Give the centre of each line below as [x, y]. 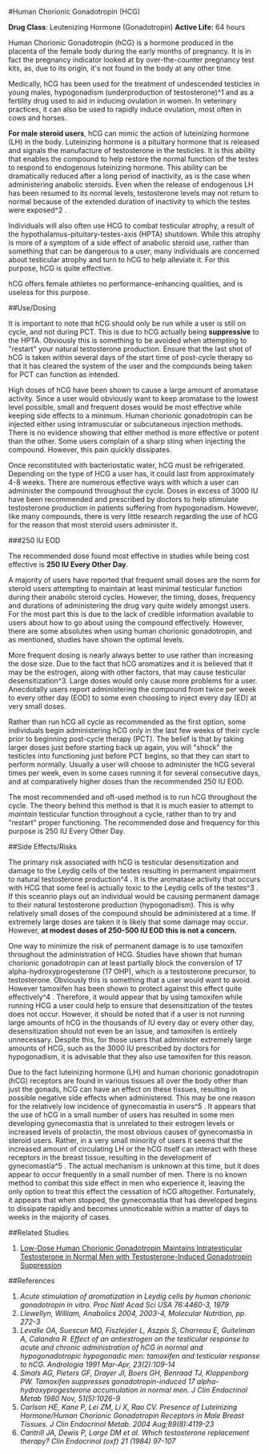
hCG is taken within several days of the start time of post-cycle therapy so [131, 357]
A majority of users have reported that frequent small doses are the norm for [134, 580]
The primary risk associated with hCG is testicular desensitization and [123, 862]
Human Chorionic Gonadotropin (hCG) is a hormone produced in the [121, 43]
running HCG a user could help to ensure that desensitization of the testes [131, 1005]
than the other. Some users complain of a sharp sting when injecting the [127, 441]
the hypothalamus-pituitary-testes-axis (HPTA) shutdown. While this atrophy [134, 234]
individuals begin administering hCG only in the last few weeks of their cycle [134, 730]
